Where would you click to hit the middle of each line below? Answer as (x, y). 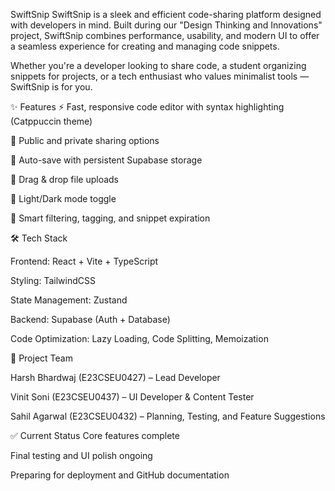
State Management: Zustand (69, 300)
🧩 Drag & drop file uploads (65, 179)
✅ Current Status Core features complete (95, 435)
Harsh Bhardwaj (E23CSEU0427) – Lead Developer (115, 377)
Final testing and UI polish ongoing (81, 455)
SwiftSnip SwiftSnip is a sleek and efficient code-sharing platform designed (166, 14)
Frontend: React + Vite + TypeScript (84, 261)
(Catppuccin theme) (51, 121)
